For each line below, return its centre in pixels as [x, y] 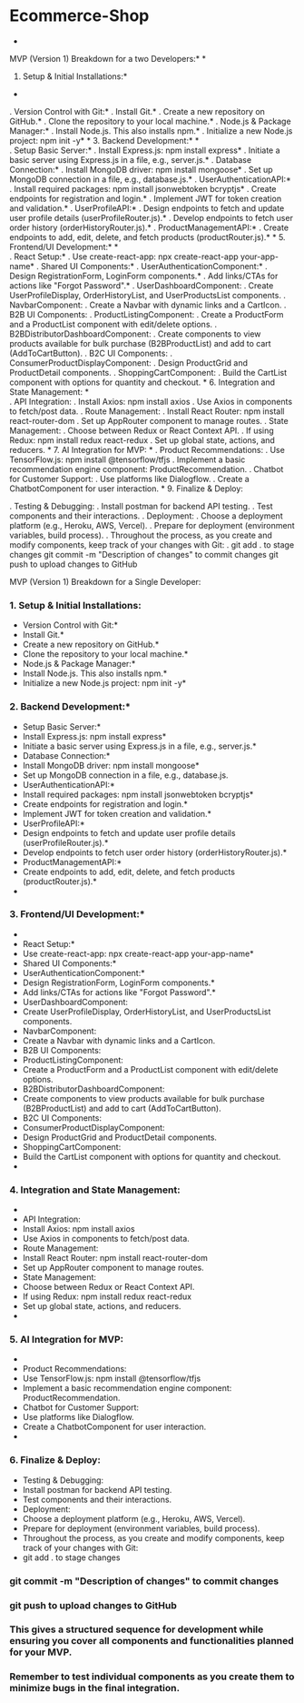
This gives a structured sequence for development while [137, 1629]
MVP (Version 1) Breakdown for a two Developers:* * [108, 58]
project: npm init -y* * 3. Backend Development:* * [104, 140]
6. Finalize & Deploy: [55, 1460]
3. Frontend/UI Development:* [77, 914]
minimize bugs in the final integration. [94, 1688]
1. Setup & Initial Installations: [76, 605]
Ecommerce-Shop [79, 16]
